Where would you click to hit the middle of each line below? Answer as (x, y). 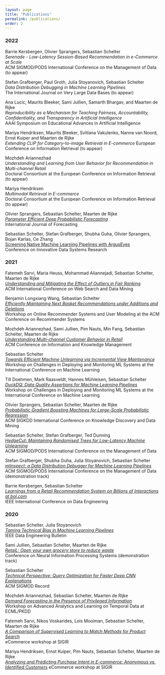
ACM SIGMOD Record (27, 586)
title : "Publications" (28, 14)
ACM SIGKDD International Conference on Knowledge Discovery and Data (81, 420)
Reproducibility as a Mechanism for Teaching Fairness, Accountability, (77, 112)
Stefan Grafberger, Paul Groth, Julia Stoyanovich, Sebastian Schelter (75, 82)
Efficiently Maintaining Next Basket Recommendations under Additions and (82, 303)
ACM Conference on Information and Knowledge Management (68, 344)
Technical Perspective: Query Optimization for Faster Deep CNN (70, 576)
